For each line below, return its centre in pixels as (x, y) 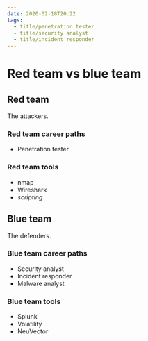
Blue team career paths (48, 253)
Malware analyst (41, 283)
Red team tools (33, 167)
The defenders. (29, 235)
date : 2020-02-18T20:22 (42, 14)
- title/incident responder (54, 40)
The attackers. (28, 116)
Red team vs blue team (74, 74)
